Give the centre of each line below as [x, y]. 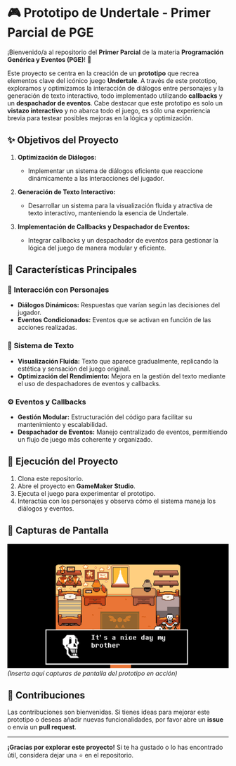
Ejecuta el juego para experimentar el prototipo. [86, 493]
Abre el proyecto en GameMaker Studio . [76, 486]
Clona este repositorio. [50, 478]
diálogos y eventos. [46, 508]
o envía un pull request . [42, 727]
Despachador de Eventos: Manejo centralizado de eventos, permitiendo [123, 432]
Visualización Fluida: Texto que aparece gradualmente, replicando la [118, 361]
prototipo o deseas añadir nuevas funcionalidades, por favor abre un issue [115, 720]
